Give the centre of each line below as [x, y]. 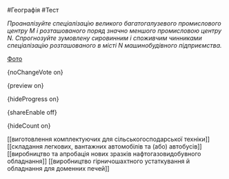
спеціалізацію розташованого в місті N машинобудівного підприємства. [114, 45]
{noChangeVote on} [35, 72]
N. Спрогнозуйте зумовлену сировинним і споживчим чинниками [104, 38]
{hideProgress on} [33, 99]
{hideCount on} [29, 126]
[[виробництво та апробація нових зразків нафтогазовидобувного [104, 154]
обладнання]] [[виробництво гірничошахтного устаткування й [99, 161]
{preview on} [26, 85]
